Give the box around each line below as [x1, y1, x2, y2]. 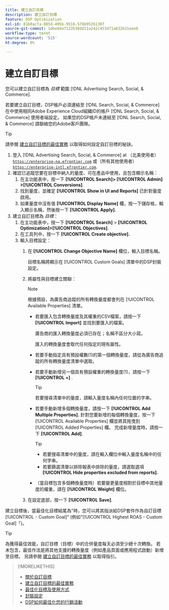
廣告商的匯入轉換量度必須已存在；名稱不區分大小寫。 [35, 330, 146, 336]
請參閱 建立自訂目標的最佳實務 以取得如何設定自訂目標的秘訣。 [5, 141, 136, 147]
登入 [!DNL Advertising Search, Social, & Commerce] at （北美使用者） [12, 152, 159, 158]
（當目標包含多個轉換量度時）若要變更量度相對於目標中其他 [35, 480, 159, 486]
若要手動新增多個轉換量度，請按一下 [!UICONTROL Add [35, 405, 151, 411]
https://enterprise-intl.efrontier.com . [12, 163, 98, 170]
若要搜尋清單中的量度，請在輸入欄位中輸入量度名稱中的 [42, 451, 157, 457]
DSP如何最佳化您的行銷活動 [25, 599, 83, 605]
